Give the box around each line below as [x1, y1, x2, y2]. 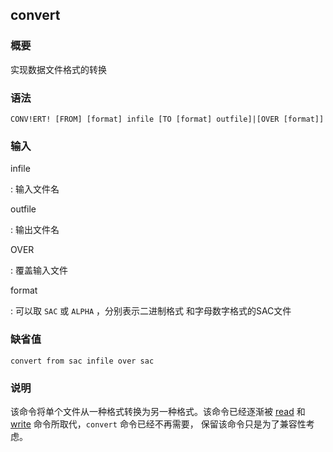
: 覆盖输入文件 [10, 264, 68, 277]
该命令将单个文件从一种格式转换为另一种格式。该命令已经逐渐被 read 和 [10, 405, 306, 417]
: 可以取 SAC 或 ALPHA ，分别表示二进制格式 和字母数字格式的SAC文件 [10, 305, 292, 317]
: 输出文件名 [10, 224, 60, 236]
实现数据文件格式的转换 [10, 63, 107, 75]
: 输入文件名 [10, 183, 60, 195]
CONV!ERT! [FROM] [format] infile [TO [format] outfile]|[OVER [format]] [10, 114, 325, 124]
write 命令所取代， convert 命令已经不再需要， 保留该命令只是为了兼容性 [10, 418, 307, 430]
